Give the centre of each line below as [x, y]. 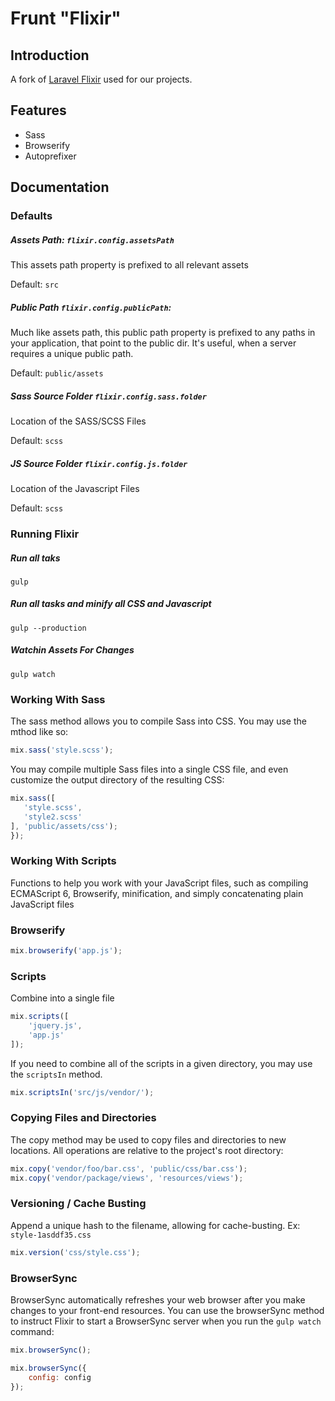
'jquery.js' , [55, 1026]
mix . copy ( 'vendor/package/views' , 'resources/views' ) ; [127, 1178]
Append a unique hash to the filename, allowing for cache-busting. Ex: [155, 1225]
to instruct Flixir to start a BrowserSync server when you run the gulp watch [166, 1321]
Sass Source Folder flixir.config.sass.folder [108, 396]
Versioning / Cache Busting [78, 1204]
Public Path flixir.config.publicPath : [91, 307]
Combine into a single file [62, 998]
